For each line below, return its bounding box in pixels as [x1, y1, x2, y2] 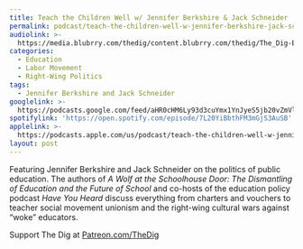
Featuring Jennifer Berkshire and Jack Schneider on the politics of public [9, 163, 281, 174]
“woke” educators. [9, 211, 78, 222]
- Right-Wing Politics [17, 72, 103, 81]
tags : [9, 80, 30, 89]
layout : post [9, 139, 59, 148]
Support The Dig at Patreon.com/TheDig [9, 229, 160, 240]
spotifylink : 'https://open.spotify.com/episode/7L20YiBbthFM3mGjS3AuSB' [9, 114, 293, 123]
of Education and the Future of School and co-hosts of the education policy [9, 182, 290, 194]
